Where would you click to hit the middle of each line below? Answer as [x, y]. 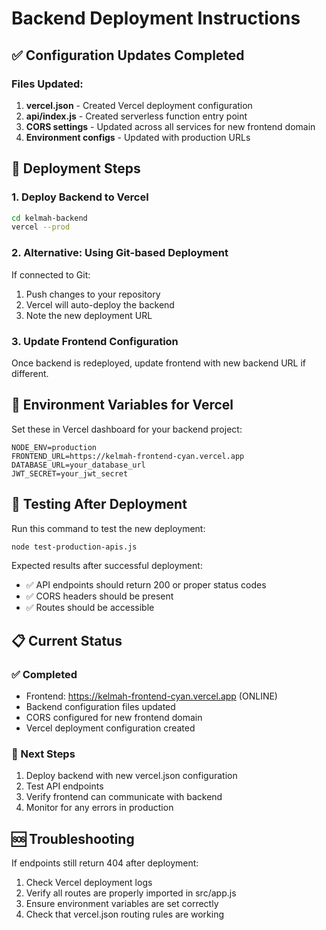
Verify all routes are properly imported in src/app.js [131, 893]
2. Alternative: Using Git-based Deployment [120, 253]
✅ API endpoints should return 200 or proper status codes [146, 585]
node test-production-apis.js [74, 547]
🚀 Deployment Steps [76, 168]
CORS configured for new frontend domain [114, 718]
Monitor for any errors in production [99, 808]
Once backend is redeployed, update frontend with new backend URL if [159, 363]
